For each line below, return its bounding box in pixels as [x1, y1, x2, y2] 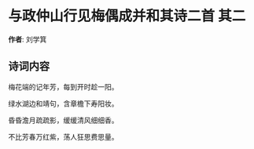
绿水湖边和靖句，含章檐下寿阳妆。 [8, 99, 119, 108]
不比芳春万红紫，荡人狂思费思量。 [8, 132, 119, 141]
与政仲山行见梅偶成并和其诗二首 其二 [8, 7, 246, 25]
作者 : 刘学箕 [8, 35, 47, 44]
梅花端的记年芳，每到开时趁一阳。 [8, 82, 119, 91]
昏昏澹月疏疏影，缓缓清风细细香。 [8, 115, 119, 125]
